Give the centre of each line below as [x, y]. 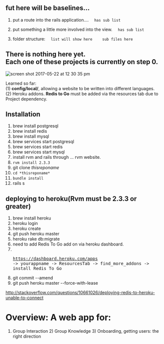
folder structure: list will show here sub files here [73, 39]
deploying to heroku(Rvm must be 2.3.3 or [71, 199]
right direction [27, 336]
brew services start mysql [39, 152]
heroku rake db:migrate [36, 239]
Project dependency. [27, 99]
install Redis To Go [37, 269]
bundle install [28, 178]
